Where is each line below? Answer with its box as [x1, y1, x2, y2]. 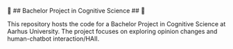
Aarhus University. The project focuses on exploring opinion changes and [7, 28, 218, 35]
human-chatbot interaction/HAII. [7, 35, 100, 43]
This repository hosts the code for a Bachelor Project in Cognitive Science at [7, 20, 226, 28]
